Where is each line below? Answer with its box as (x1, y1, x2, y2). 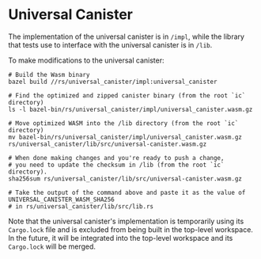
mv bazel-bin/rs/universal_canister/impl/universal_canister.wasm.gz (8, 133, 243, 141)
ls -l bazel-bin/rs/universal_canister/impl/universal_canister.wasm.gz (8, 105, 253, 113)
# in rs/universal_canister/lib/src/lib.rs (8, 202, 154, 211)
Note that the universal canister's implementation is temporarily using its (8, 216, 244, 226)
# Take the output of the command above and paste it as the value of (8, 189, 246, 196)
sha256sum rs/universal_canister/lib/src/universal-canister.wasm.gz (8, 174, 243, 183)
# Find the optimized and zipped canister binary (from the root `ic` (8, 91, 246, 100)
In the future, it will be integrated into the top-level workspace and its (8, 233, 233, 242)
